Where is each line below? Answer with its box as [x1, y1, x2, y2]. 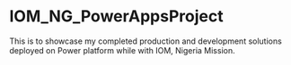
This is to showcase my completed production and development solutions [9, 36, 283, 46]
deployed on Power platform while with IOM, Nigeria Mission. [9, 45, 235, 55]
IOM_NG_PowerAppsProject [9, 6, 224, 27]
